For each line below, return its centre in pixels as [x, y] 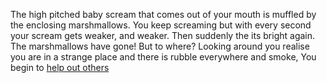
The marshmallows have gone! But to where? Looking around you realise [160, 46]
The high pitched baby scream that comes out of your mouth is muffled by [163, 14]
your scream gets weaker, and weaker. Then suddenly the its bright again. [163, 35]
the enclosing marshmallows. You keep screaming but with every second [161, 25]
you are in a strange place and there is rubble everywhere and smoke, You [163, 57]
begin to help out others [60, 67]
